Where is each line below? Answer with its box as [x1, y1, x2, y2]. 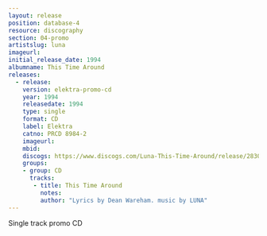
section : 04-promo [8, 33, 69, 42]
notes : [40, 188, 62, 197]
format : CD [22, 115, 59, 123]
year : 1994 [22, 93, 59, 101]
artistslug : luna [8, 41, 66, 49]
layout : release [8, 11, 62, 20]
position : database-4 [8, 19, 80, 27]
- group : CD [22, 167, 62, 175]
